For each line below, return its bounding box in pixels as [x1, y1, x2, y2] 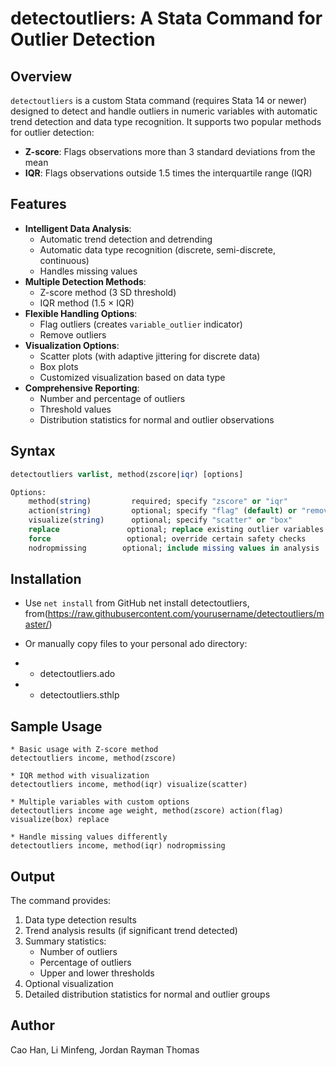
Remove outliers [39, 328, 107, 341]
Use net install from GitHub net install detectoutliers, [24, 597, 250, 609]
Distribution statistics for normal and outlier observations [39, 413, 275, 426]
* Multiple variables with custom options [10, 797, 190, 807]
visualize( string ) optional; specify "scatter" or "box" [28, 515, 293, 526]
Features [10, 196, 67, 213]
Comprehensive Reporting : [24, 382, 140, 394]
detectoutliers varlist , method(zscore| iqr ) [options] [10, 469, 244, 479]
